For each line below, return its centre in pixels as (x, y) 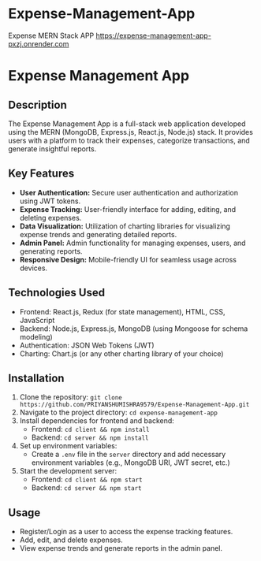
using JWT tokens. (50, 201)
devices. (34, 268)
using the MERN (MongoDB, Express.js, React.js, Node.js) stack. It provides (131, 132)
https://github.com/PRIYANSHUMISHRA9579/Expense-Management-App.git (134, 405)
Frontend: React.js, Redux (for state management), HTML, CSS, (122, 311)
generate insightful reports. (52, 149)
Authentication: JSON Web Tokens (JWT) (87, 345)
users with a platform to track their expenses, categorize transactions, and (129, 140)
